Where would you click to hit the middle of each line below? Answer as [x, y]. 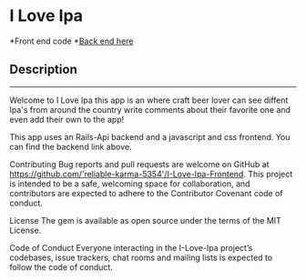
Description [43, 70]
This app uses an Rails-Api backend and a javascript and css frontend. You [150, 136]
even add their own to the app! [67, 119]
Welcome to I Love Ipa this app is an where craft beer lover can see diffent [149, 100]
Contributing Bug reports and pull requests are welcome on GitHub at [140, 164]
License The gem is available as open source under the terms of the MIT [146, 220]
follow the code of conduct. [61, 267]
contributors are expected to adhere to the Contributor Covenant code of [147, 193]
